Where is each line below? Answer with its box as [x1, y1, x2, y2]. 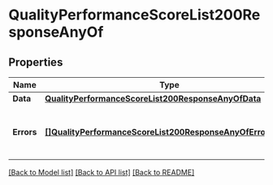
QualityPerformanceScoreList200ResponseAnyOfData [44, 93, 262, 104]
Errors [12, 127, 37, 137]
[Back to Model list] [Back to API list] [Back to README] [8, 168, 195, 177]
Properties [8, 55, 63, 69]
